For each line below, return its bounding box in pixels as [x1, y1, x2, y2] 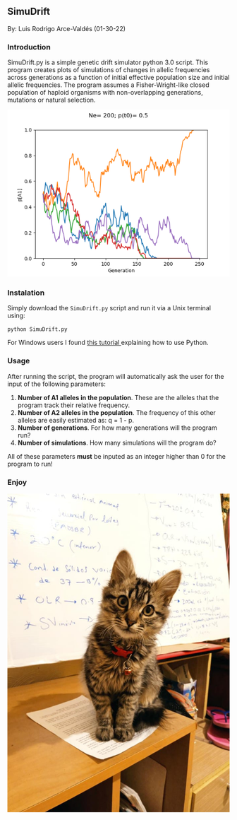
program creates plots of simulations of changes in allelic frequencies [7, 66, 210, 74]
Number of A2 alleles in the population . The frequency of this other [17, 408, 217, 416]
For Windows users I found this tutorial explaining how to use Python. [7, 339, 209, 347]
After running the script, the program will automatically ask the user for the [7, 372, 224, 380]
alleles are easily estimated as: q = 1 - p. [17, 416, 134, 424]
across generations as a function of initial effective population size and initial [7, 74, 230, 82]
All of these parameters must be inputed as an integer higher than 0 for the [7, 452, 226, 460]
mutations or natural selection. [7, 95, 96, 105]
